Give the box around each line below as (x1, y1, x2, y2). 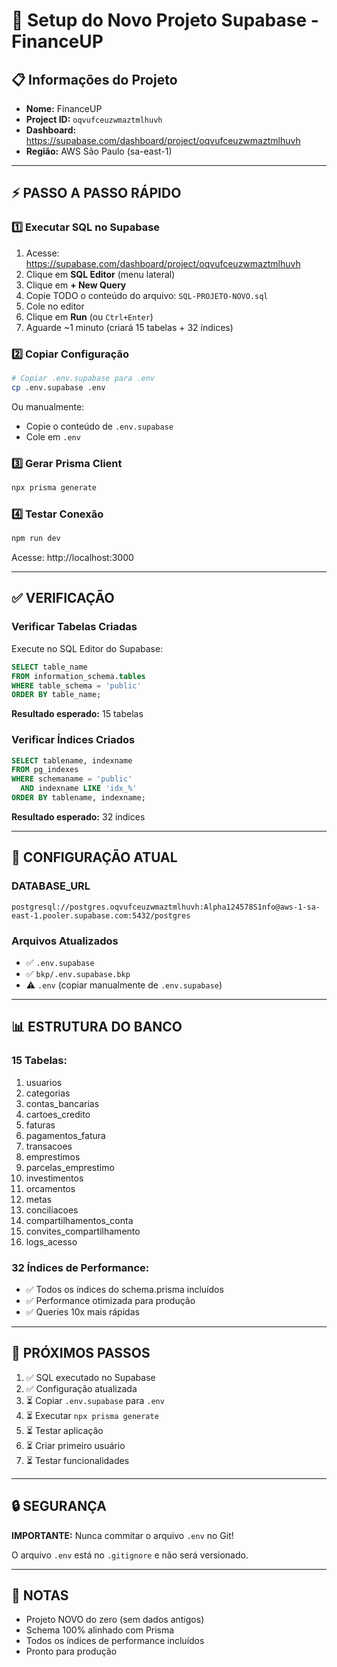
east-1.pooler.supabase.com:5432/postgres (11, 910, 191, 921)
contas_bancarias (25, 1097, 100, 1109)
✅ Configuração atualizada (25, 1382, 138, 1394)
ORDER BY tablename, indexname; (11, 793, 146, 803)
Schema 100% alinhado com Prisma (25, 1624, 175, 1636)
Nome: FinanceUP (25, 103, 103, 114)
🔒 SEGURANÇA (11, 1498, 107, 1515)
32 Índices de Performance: (11, 1260, 150, 1274)
